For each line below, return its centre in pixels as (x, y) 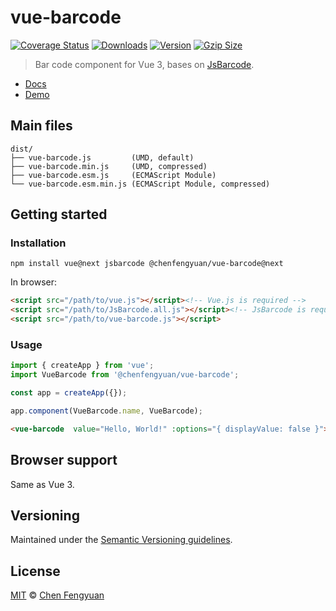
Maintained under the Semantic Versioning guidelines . (121, 540)
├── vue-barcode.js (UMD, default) (102, 157)
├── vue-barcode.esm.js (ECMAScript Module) (113, 175)
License (35, 571)
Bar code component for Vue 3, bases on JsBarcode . (144, 64)
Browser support (64, 460)
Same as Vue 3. (42, 484)
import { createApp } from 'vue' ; (82, 366)
